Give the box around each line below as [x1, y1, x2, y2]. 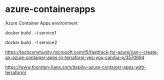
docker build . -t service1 [5, 29, 56, 35]
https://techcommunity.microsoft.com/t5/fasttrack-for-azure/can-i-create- [5, 49, 159, 55]
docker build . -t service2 [5, 39, 57, 45]
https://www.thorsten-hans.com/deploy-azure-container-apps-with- [5, 64, 146, 70]
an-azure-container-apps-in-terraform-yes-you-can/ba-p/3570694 [5, 54, 145, 60]
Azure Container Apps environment [5, 20, 78, 26]
